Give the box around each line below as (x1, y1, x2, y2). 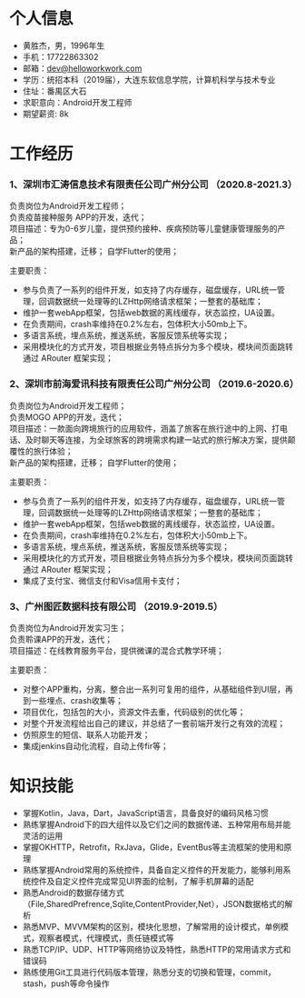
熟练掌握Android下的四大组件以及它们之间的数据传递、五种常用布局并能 (22, 819, 291, 830)
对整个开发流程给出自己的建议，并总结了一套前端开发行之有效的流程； (22, 718, 286, 729)
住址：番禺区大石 (22, 85, 87, 96)
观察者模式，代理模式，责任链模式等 (38, 933, 174, 943)
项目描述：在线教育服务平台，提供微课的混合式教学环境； (9, 645, 224, 656)
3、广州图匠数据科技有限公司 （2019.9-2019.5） (9, 600, 223, 613)
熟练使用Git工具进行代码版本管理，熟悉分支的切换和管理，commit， (22, 966, 277, 977)
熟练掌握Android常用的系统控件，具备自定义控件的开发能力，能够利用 (22, 864, 283, 875)
